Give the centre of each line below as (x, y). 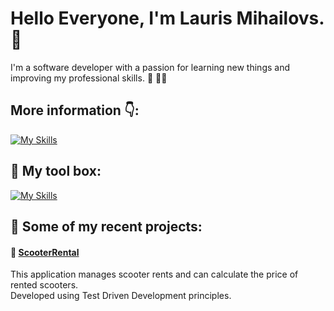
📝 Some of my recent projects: (106, 226)
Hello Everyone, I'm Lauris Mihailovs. (167, 18)
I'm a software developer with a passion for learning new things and (150, 67)
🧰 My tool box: (56, 171)
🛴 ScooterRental (45, 252)
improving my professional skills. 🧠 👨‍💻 (89, 78)
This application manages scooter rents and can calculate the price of (154, 274)
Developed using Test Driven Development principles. (121, 296)
